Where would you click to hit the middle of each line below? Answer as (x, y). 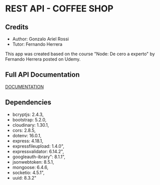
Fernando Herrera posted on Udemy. (43, 59)
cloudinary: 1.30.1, (31, 125)
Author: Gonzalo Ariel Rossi (40, 39)
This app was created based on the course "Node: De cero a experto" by (80, 54)
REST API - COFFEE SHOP (59, 9)
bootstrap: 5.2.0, (29, 119)
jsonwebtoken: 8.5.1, (33, 162)
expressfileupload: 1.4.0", (38, 146)
